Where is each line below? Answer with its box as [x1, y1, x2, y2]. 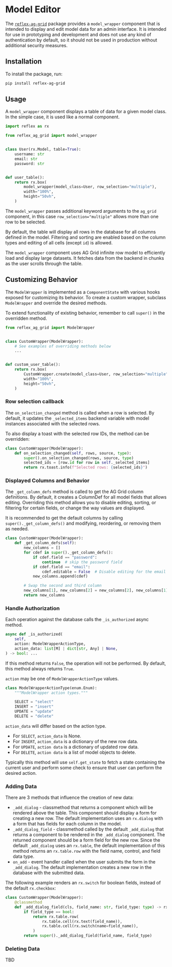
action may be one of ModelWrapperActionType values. [5, 675, 119, 682]
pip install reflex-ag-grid [5, 80, 66, 86]
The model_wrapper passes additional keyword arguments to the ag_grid [5, 208, 157, 214]
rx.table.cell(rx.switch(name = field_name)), [41, 923, 139, 929]
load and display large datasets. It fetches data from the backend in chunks [5, 255, 164, 261]
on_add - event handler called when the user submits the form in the [12, 859, 156, 865]
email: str [14, 156, 38, 161]
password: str [14, 161, 45, 166]
